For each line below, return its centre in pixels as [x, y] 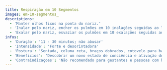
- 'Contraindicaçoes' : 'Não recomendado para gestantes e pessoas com [84, 60]
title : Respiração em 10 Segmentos [42, 10]
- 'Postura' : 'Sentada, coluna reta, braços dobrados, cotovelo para [83, 51]
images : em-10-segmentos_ [32, 14]
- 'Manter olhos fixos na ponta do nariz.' [55, 23]
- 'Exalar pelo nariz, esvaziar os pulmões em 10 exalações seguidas [83, 33]
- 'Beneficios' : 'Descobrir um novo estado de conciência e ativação [83, 55]
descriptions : [20, 19]
